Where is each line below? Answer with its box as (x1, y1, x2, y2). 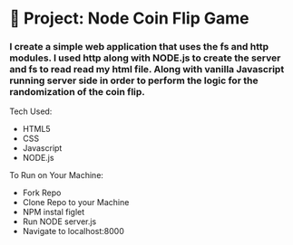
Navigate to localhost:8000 (22, 226, 125, 237)
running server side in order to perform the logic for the (9, 74, 259, 87)
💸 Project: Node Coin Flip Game (9, 8, 249, 29)
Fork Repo (22, 187, 62, 198)
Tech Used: (9, 106, 53, 117)
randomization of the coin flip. (9, 86, 145, 99)
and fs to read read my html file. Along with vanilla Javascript (9, 63, 285, 76)
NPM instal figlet (22, 207, 85, 218)
